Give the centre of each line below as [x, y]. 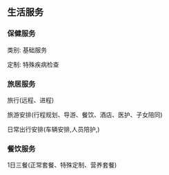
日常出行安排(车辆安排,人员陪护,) [53, 129]
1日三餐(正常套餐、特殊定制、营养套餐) [62, 165]
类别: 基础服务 [27, 49]
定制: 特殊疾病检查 [33, 65]
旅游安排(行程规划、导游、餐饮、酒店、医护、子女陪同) [85, 115]
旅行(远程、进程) [31, 100]
